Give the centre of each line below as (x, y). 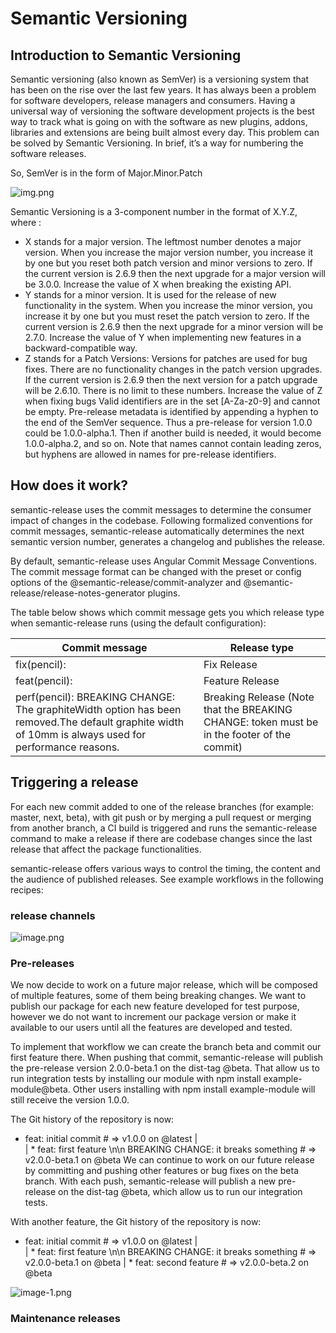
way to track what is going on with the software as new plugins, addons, (159, 121)
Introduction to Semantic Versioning (126, 55)
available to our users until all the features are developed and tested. (151, 1028)
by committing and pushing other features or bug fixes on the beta (162, 1171)
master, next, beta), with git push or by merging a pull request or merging (161, 817)
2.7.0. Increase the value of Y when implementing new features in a (163, 337)
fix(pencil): (41, 664)
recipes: (27, 889)
